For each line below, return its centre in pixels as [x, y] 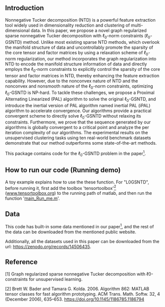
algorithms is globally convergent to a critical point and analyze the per [77, 127]
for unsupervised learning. [56, 279]
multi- [137, 25]
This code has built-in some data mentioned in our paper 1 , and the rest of [80, 226]
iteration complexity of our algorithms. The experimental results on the [77, 133]
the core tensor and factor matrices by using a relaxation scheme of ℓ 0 [77, 53]
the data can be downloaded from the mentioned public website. [71, 232]
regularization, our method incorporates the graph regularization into [87, 59]
